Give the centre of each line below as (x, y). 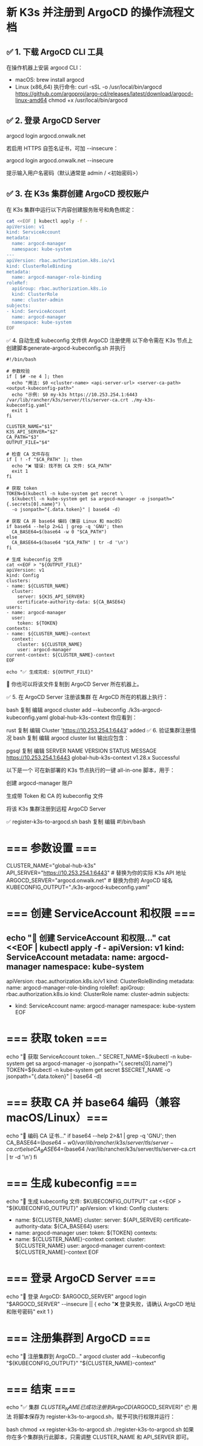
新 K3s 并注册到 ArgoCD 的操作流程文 (100, 12)
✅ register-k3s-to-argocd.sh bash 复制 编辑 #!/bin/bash (76, 822)
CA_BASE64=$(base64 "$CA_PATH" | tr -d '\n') (70, 543)
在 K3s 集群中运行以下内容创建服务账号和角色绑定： (71, 209)
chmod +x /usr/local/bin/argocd (88, 100)
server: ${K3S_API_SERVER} (51, 597)
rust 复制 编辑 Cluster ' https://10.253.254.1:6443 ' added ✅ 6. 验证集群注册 (98, 731)
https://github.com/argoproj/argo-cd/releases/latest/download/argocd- (104, 94)
